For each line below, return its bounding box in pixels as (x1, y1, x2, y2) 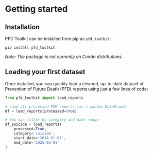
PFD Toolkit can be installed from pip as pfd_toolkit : (5, 36, 111, 41)
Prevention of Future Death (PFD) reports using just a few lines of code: (5, 86, 148, 92)
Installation (5, 23, 40, 31)
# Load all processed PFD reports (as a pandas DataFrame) (5, 104, 127, 109)
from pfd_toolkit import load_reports (5, 95, 84, 100)
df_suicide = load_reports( (5, 122, 62, 127)
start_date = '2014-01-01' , (14, 135, 67, 140)
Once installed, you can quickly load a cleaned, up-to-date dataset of (5, 80, 144, 86)
